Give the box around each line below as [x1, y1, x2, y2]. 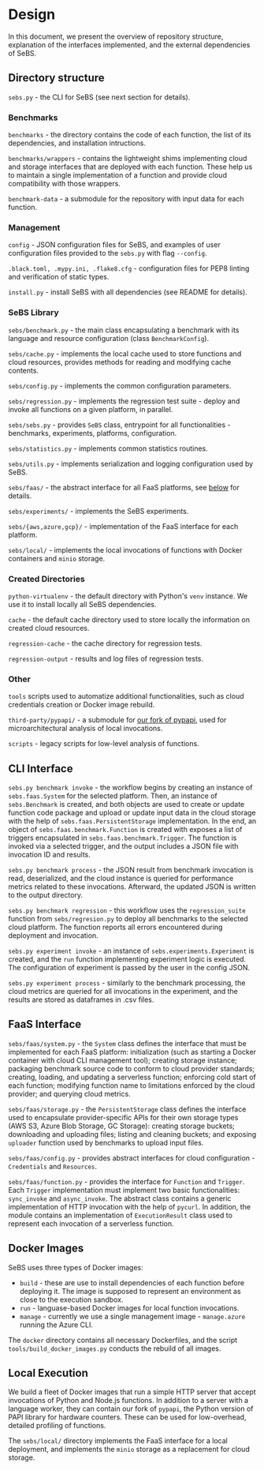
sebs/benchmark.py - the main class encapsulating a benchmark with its [8, 325, 240, 335]
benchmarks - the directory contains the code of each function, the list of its [8, 130, 251, 140]
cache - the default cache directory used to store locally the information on [8, 614, 251, 624]
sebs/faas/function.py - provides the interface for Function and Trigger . [8, 1176, 245, 1186]
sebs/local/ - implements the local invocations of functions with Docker [8, 545, 243, 554]
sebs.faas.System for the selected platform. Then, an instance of [8, 791, 218, 801]
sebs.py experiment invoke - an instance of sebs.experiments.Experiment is [8, 946, 255, 956]
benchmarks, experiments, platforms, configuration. [8, 428, 177, 437]
